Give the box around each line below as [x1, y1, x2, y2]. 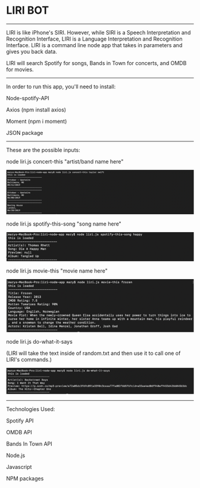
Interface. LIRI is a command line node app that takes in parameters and [6, 41, 183, 48]
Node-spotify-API [6, 94, 49, 101]
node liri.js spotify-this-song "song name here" [6, 220, 122, 227]
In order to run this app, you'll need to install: [6, 83, 116, 90]
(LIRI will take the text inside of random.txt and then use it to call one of [6, 350, 181, 357]
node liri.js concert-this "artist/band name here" [6, 157, 124, 165]
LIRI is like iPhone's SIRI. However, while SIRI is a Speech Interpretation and [6, 29, 191, 36]
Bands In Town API [6, 440, 52, 447]
